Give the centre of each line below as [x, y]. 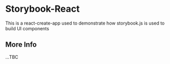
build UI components [27, 28]
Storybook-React [42, 9]
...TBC [12, 57]
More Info [21, 45]
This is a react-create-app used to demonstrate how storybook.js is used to [85, 23]
